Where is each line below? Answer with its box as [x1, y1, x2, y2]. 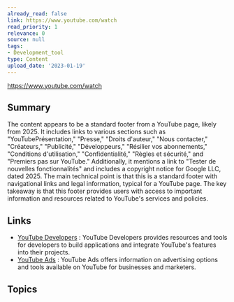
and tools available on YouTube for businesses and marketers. [17, 263, 197, 271]
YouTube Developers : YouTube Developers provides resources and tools [17, 233, 228, 242]
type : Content [7, 56, 49, 63]
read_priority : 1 [7, 23, 58, 30]
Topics [7, 283, 38, 295]
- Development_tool [7, 50, 64, 57]
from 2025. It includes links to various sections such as [7, 127, 166, 136]
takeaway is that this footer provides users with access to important [7, 187, 203, 196]
